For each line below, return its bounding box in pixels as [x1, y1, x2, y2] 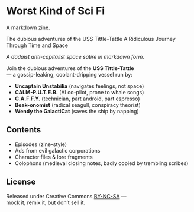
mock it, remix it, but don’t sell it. [6, 199, 86, 206]
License [6, 177, 36, 187]
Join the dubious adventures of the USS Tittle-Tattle [6, 64, 134, 72]
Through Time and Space [6, 42, 68, 49]
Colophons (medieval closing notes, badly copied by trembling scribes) [14, 159, 189, 167]
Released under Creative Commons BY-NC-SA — [6, 192, 127, 200]
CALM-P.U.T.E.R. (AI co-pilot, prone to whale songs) [14, 88, 144, 96]
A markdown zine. [6, 24, 50, 31]
